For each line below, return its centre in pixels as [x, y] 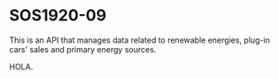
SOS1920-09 [58, 16]
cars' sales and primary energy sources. [83, 49]
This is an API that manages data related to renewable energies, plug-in [139, 40]
